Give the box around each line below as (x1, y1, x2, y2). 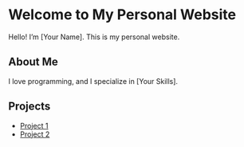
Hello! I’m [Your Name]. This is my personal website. (8, 32, 180, 42)
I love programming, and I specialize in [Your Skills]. (8, 76, 178, 85)
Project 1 (19, 121, 49, 130)
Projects (8, 100, 51, 113)
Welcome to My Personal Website (8, 6, 237, 24)
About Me (8, 55, 58, 69)
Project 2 (19, 129, 50, 139)
